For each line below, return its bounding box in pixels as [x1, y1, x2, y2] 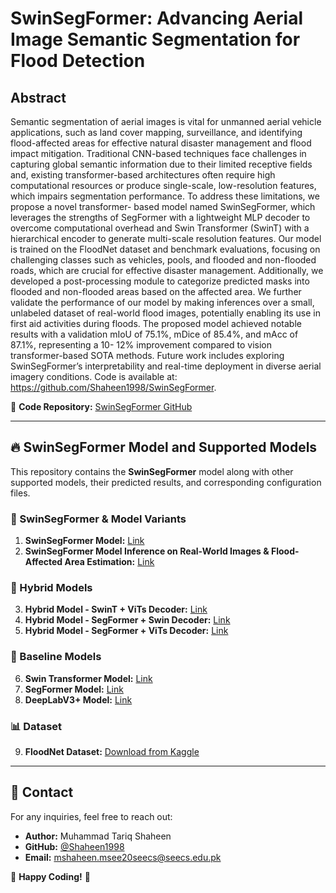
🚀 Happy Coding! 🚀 [10, 870, 91, 882]
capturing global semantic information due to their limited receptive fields [10, 158, 313, 170]
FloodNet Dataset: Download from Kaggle [24, 746, 200, 757]
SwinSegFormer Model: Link [24, 535, 145, 547]
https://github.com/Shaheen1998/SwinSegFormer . [10, 382, 217, 393]
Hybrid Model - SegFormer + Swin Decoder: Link [24, 614, 231, 626]
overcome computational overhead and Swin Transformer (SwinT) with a [10, 222, 310, 234]
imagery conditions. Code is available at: [10, 371, 178, 382]
